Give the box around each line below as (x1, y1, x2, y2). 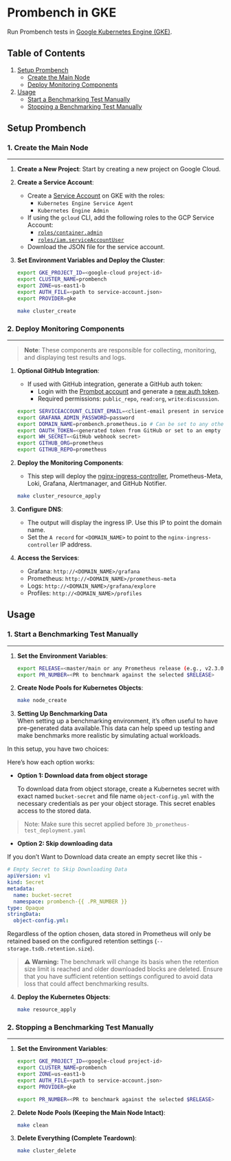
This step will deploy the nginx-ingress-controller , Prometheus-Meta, (27, 472, 223, 480)
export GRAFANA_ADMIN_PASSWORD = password (16, 414, 135, 421)
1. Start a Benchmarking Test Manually (7, 630, 139, 639)
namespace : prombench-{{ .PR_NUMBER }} (13, 898, 128, 905)
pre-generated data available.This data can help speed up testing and (16, 724, 215, 732)
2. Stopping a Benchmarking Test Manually (7, 1022, 154, 1032)
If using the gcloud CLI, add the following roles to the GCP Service (27, 213, 214, 222)
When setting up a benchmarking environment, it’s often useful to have (16, 717, 218, 725)
